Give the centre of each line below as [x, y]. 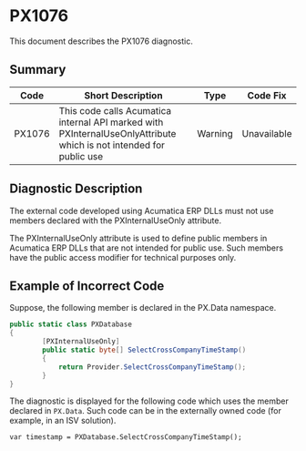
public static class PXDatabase [71, 324]
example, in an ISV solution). [63, 421]
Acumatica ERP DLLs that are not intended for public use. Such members [147, 248]
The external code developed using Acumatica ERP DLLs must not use [142, 210]
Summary [38, 70]
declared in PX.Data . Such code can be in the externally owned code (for [146, 411]
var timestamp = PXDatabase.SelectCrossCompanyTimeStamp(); [126, 437]
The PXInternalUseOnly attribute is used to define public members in [138, 238]
